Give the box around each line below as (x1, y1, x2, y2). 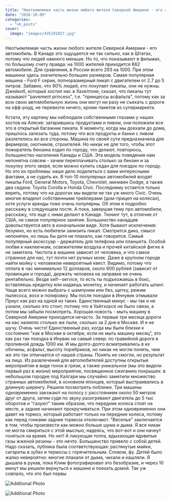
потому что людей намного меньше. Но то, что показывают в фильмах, (5, 56, 161, 61)
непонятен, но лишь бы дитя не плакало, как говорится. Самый (5, 233, 144, 239)
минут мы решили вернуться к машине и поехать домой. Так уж (5, 465, 147, 471)
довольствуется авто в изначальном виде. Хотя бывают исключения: (5, 222, 157, 228)
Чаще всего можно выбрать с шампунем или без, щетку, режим (5, 287, 146, 293)
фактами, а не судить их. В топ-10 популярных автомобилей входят (5, 174, 153, 179)
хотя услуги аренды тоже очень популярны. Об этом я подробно (5, 201, 147, 206)
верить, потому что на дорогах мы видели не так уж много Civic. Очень (5, 190, 162, 196)
